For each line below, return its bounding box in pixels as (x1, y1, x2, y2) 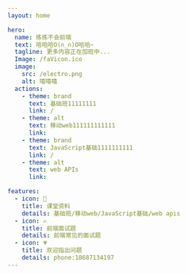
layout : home (7, 11, 51, 20)
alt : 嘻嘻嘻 (21, 77, 58, 86)
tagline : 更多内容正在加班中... (14, 48, 111, 56)
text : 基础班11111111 (28, 100, 97, 108)
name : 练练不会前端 (14, 33, 72, 41)
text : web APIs (28, 166, 79, 174)
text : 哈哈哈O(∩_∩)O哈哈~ (14, 40, 94, 48)
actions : (14, 85, 44, 93)
